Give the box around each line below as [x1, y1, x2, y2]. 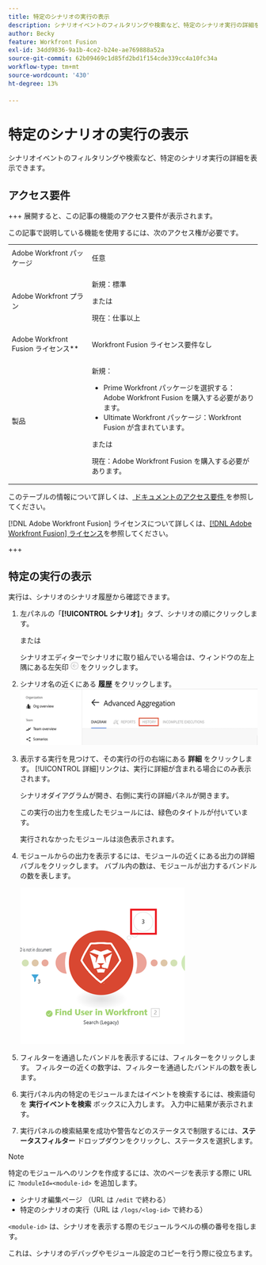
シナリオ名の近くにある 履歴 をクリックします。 [19, 679, 177, 689]
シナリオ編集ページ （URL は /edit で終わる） [19, 1195, 170, 1205]
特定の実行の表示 [8, 569, 92, 583]
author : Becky [8, 29, 55, 37]
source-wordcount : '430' [8, 71, 90, 79]
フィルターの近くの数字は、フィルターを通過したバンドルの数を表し [35, 1063, 257, 1072]
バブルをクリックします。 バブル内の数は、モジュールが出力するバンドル [19, 861, 257, 871]
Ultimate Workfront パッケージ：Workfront [103, 412, 241, 422]
